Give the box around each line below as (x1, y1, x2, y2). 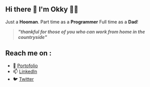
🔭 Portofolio (12, 62, 38, 69)
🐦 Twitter (12, 76, 34, 82)
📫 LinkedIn (12, 68, 38, 74)
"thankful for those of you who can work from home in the (17, 29, 145, 35)
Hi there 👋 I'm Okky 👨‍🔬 (5, 5, 79, 14)
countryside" (17, 34, 47, 40)
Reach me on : (5, 49, 52, 58)
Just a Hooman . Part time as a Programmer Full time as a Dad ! (5, 18, 139, 25)
